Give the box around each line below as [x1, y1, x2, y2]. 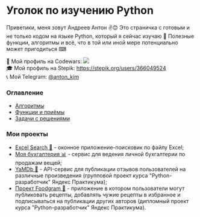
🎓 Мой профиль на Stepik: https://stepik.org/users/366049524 [6, 64, 167, 72]
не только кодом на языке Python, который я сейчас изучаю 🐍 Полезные [6, 32, 195, 40]
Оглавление [6, 88, 44, 97]
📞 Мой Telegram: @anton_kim [6, 73, 80, 80]
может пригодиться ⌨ [6, 45, 67, 52]
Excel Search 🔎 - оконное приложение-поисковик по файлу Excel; [14, 144, 184, 151]
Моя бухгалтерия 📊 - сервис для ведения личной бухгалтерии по [14, 150, 186, 157]
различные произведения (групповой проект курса [14, 172, 148, 179]
